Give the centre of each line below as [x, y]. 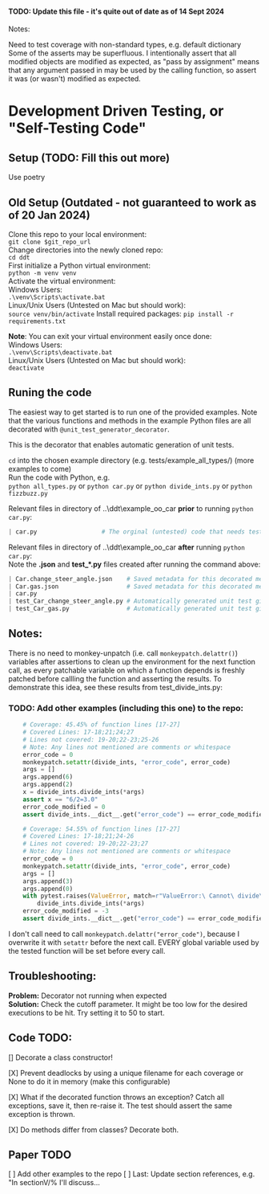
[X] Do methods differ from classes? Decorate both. [94, 1130]
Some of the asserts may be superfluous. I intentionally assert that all [122, 53]
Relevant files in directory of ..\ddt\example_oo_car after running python [127, 547]
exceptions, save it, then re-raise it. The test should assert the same [120, 1106]
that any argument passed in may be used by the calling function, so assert [132, 70]
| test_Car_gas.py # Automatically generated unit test [130, 609]
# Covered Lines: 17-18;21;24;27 [78, 732]
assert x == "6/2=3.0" [60, 799]
